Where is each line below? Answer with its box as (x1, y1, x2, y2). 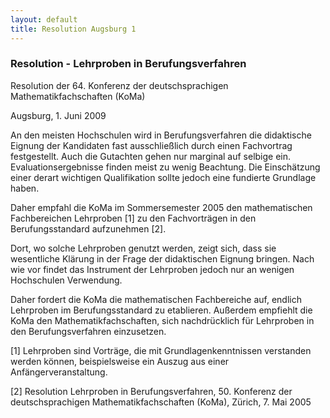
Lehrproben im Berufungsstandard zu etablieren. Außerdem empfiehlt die (10, 304, 313, 316)
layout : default (10, 14, 78, 25)
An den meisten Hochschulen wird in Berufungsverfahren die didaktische (10, 129, 312, 141)
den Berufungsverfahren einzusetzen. (10, 325, 167, 337)
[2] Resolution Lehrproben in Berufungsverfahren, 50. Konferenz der (10, 385, 293, 397)
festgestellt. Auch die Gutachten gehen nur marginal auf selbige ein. (10, 150, 292, 162)
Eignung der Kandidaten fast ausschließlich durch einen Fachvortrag (10, 139, 293, 151)
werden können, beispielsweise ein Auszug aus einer (10, 355, 230, 367)
